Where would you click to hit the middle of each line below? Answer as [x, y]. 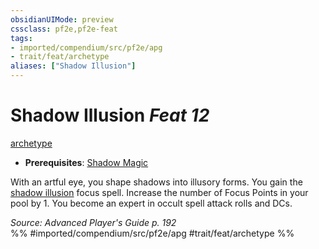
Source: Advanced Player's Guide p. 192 [93, 222]
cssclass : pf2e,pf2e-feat [64, 29]
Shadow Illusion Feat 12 [110, 115]
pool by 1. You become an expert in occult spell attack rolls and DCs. [151, 203]
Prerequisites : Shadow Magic [86, 162]
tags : [21, 38]
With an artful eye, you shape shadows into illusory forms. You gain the [156, 182]
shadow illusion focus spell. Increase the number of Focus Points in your [159, 192]
